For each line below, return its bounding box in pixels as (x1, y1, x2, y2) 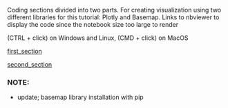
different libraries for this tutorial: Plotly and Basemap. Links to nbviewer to (7, 13, 220, 21)
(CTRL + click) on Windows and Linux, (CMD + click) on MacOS (7, 34, 189, 42)
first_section (7, 47, 43, 55)
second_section (7, 61, 53, 68)
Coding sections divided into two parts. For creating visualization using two (7, 6, 222, 14)
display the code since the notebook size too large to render (7, 21, 178, 28)
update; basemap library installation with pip (17, 93, 144, 102)
